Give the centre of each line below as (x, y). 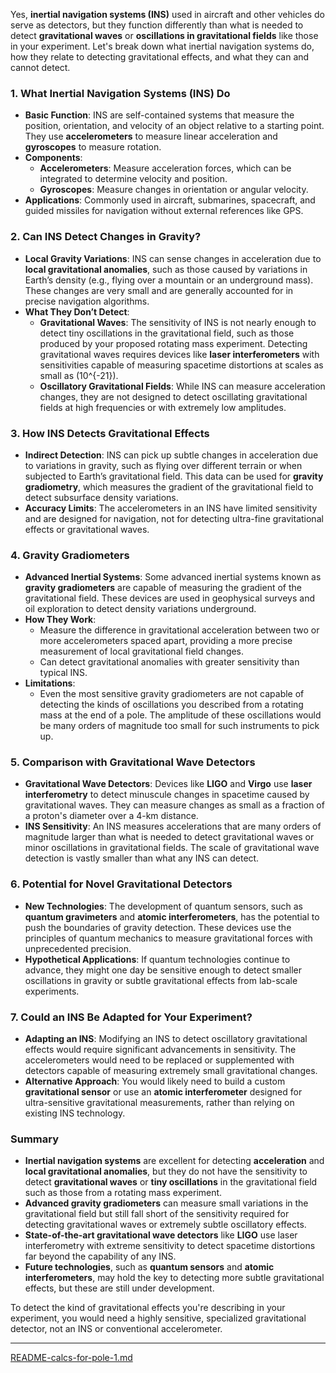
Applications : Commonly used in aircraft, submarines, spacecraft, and (170, 200)
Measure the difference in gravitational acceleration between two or (179, 630)
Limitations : (50, 683)
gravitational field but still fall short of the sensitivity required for (157, 1214)
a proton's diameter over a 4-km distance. (111, 816)
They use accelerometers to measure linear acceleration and (151, 136)
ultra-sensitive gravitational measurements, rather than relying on (159, 1103)
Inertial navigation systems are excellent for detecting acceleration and (174, 1161)
